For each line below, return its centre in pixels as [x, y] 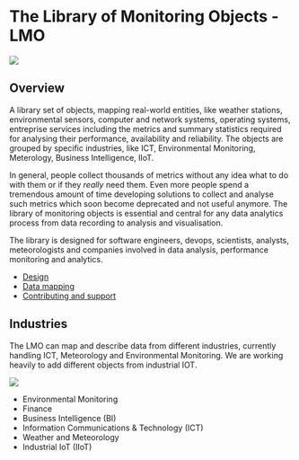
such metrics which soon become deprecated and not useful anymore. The [149, 203]
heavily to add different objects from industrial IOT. [103, 365]
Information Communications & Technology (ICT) [113, 428]
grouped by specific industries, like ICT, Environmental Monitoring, [132, 148]
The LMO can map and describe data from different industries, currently [143, 345]
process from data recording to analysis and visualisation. [116, 223]
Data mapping [48, 286]
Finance [37, 408]
